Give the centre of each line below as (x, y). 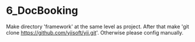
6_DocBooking (42, 11)
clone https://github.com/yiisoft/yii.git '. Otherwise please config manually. (95, 32)
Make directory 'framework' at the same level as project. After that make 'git (98, 26)
